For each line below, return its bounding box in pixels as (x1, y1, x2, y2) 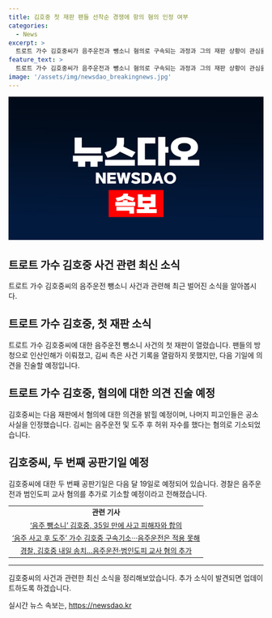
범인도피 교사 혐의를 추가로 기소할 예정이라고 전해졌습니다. (23, 488, 208, 498)
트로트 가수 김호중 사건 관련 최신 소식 (8, 258, 181, 271)
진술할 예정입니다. (23, 360, 80, 370)
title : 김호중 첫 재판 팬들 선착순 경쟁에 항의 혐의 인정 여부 (8, 13, 189, 21)
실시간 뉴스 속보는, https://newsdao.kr (8, 600, 132, 610)
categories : (8, 21, 49, 30)
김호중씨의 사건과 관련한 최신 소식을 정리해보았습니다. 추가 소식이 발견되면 (8, 573, 242, 582)
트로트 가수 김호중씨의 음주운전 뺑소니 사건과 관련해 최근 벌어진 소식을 (8, 281, 229, 291)
